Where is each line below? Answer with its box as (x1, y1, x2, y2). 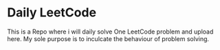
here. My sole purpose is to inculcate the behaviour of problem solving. (7, 34, 210, 42)
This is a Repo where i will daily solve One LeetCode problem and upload (7, 27, 214, 36)
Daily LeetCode (7, 5, 97, 21)
